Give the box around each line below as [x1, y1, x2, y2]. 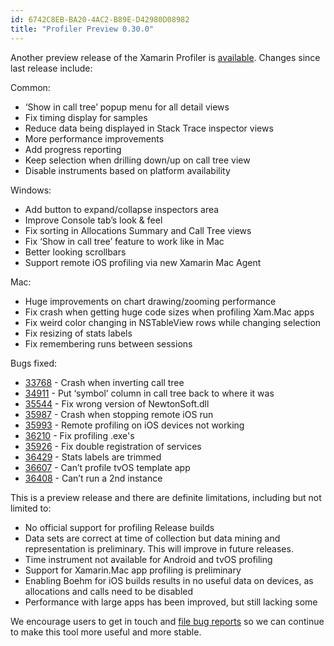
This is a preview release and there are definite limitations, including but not [10, 491, 322, 503]
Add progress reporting [24, 143, 122, 155]
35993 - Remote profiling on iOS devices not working [24, 419, 245, 431]
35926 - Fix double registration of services [24, 440, 202, 452]
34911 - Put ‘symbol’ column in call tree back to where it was [24, 387, 275, 399]
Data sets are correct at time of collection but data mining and [24, 532, 281, 544]
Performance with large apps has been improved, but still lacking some [24, 596, 318, 608]
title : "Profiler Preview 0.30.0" [10, 24, 155, 34]
